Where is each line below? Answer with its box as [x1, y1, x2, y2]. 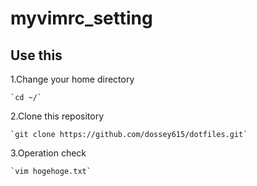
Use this [10, 47, 63, 64]
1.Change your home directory [10, 73, 135, 85]
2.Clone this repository [10, 110, 105, 122]
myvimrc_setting [10, 7, 153, 30]
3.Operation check [10, 147, 87, 159]
